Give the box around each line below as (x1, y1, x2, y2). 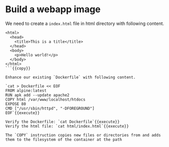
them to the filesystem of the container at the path (5, 137, 123, 142)
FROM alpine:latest (5, 88, 47, 93)
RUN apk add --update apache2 (5, 93, 70, 98)
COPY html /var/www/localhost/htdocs (5, 97, 86, 102)
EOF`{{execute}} (5, 110, 40, 115)
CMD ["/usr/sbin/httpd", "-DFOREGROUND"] (5, 106, 95, 111)
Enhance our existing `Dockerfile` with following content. (5, 75, 136, 80)
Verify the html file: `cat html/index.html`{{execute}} (5, 124, 129, 129)
